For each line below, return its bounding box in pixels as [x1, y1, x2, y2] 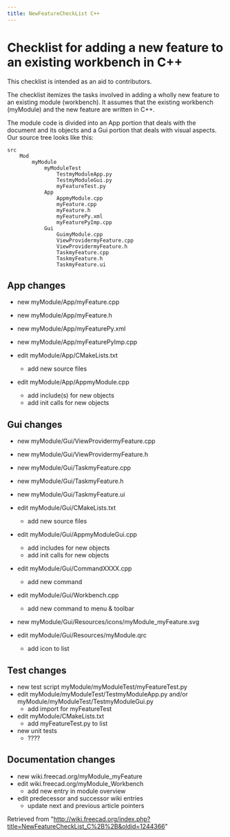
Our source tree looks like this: [7, 133, 94, 141]
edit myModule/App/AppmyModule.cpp [17, 378, 129, 386]
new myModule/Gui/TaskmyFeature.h [17, 477, 124, 486]
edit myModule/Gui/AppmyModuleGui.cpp [17, 530, 138, 539]
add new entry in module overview [27, 787, 126, 795]
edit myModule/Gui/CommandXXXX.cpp [17, 564, 132, 572]
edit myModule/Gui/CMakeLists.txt [17, 504, 116, 512]
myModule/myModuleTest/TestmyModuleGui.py [17, 697, 154, 705]
